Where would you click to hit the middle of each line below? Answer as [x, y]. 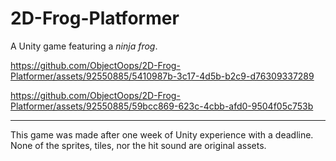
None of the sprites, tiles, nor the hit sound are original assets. [138, 145]
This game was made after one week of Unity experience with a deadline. [162, 134]
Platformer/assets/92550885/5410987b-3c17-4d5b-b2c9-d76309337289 [162, 76]
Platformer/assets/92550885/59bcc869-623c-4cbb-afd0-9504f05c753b [162, 106]
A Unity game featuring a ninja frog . [84, 46]
